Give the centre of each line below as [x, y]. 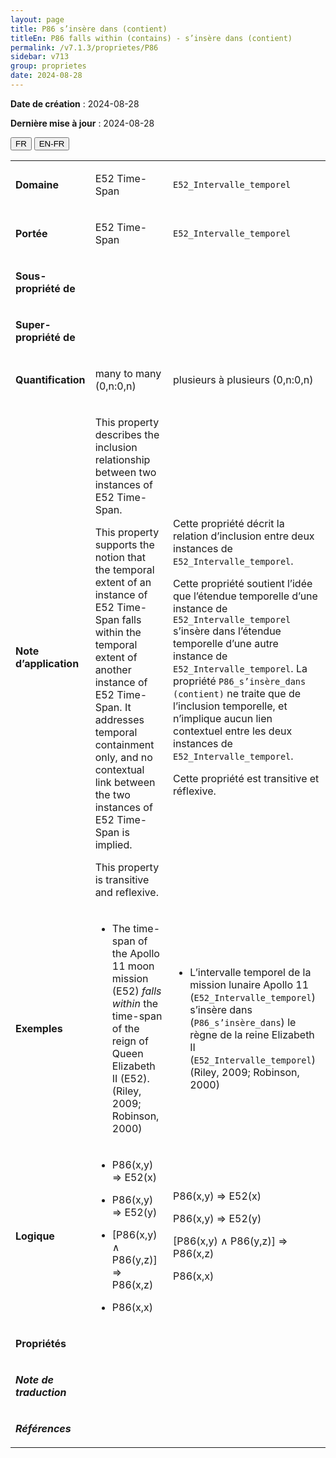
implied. [113, 844]
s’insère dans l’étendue [227, 631]
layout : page [37, 19]
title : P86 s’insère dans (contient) [89, 29]
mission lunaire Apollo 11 [249, 984]
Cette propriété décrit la [229, 523]
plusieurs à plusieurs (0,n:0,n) [243, 379]
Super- [33, 324]
